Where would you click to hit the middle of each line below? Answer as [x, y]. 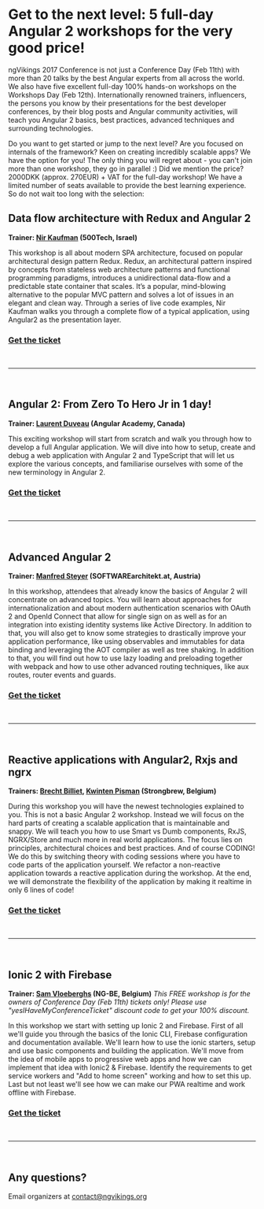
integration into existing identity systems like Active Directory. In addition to [130, 624]
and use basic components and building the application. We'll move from [126, 1051]
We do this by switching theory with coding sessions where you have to [124, 856]
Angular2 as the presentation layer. [65, 320]
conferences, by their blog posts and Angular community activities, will [123, 111]
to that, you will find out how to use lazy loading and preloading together [125, 658]
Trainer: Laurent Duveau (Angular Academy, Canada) [97, 423]
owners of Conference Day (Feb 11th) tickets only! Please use [107, 1002]
